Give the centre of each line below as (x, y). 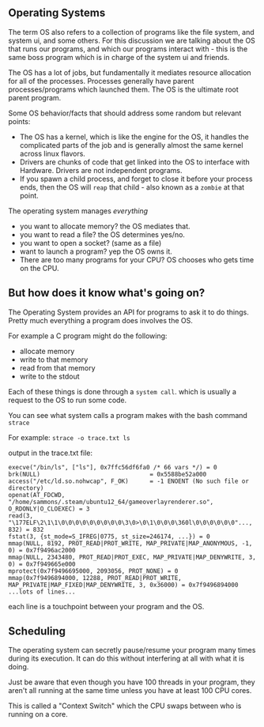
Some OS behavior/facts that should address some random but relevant (125, 113)
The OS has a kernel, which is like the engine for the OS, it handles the (134, 137)
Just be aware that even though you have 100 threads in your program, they (132, 682)
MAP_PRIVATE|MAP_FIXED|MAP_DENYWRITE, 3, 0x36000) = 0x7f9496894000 (123, 585)
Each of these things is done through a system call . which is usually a (123, 391)
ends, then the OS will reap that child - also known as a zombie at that (132, 187)
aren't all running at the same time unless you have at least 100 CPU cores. (130, 691)
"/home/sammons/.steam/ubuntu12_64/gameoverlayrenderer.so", (111, 502)
